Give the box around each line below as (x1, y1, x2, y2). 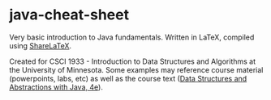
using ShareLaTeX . (9, 40, 72, 50)
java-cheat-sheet (9, 6, 129, 24)
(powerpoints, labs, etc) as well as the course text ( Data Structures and (9, 73, 247, 83)
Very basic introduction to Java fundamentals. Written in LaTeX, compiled (9, 32, 255, 42)
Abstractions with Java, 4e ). (9, 82, 104, 92)
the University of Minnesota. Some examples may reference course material (9, 65, 264, 74)
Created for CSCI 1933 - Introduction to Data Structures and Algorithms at (9, 56, 256, 66)
